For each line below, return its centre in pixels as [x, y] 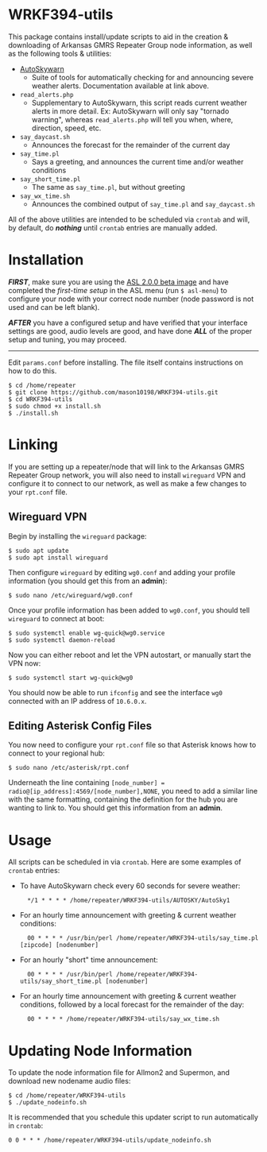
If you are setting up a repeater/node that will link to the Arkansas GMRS [126, 466]
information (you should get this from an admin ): [88, 581]
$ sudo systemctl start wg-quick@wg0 [71, 678]
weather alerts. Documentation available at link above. [120, 86]
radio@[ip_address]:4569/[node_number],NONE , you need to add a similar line [133, 791]
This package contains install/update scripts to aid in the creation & [118, 37]
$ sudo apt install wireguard [58, 558]
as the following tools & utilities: [60, 53]
